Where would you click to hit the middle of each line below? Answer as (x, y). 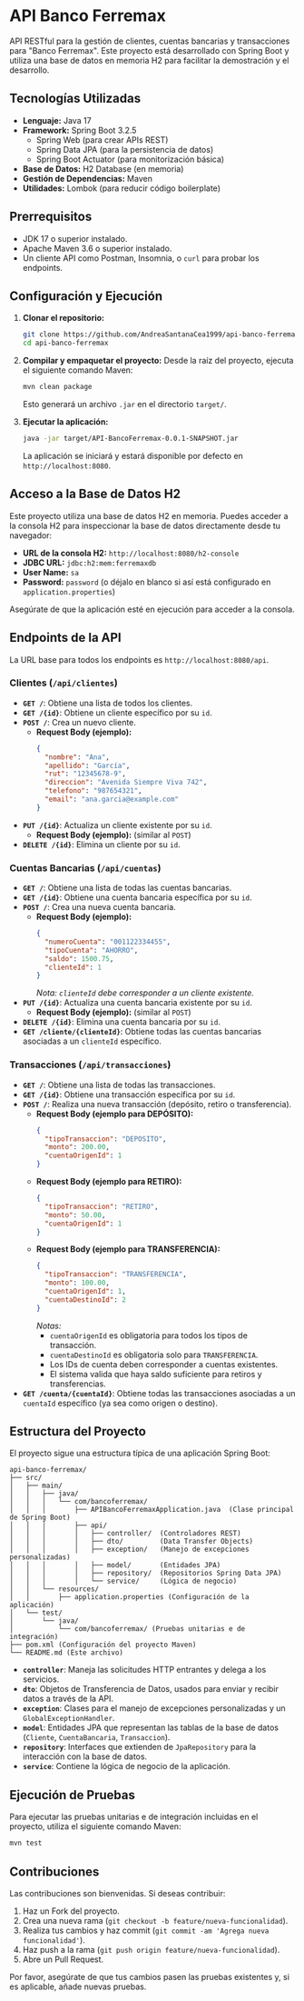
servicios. (41, 1679)
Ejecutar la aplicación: (65, 422)
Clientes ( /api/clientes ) (64, 683)
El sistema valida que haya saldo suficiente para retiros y (156, 1374)
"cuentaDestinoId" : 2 (85, 1300)
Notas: (49, 1326)
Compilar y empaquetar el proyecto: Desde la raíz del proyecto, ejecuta (158, 361)
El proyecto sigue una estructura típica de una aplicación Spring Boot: (140, 1453)
